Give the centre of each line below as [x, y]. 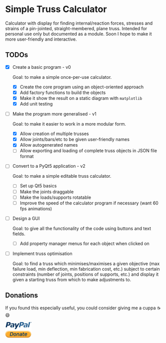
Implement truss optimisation [42, 253]
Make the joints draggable [47, 191]
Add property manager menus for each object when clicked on [85, 243]
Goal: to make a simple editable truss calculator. [62, 176]
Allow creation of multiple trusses [54, 134]
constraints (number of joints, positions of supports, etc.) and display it [85, 274]
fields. [19, 234]
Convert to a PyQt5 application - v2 [49, 166]
